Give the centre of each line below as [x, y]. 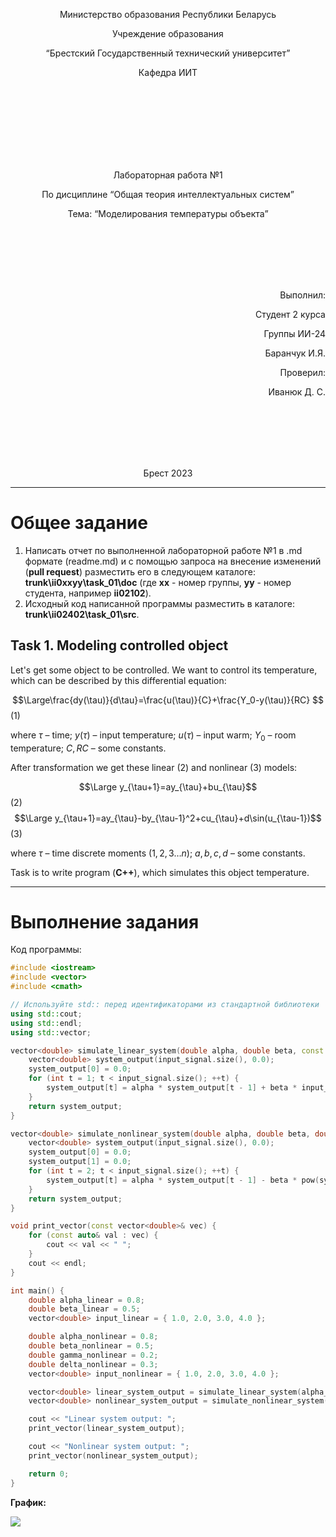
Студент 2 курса [290, 314]
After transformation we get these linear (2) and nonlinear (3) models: [154, 767]
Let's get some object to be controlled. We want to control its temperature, [164, 670]
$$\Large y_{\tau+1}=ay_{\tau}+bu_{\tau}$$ [168, 786]
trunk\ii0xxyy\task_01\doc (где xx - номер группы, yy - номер [158, 582]
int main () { [37, 1290]
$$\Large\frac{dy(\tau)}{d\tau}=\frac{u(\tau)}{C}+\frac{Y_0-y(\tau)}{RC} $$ [168, 700]
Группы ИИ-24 [294, 333]
